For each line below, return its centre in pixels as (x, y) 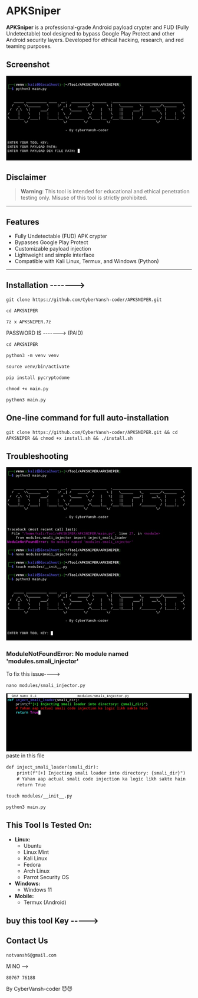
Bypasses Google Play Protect (51, 242)
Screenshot (28, 65)
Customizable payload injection (53, 248)
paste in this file (25, 756)
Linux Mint (36, 852)
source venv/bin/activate (38, 367)
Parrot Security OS (46, 877)
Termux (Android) (45, 902)
